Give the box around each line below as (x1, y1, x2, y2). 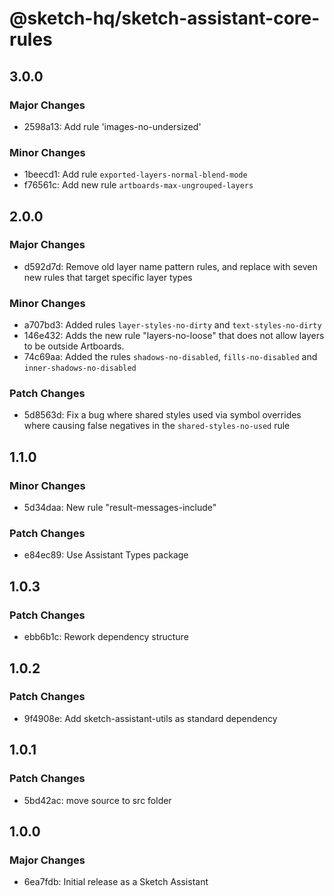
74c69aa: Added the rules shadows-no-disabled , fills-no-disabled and (23, 351, 318, 363)
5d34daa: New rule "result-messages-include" (23, 502, 217, 514)
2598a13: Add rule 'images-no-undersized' (23, 120, 202, 132)
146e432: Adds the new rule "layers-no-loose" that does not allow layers (23, 330, 325, 342)
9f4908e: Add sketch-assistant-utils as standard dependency (23, 712, 278, 724)
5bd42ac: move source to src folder (23, 794, 172, 806)
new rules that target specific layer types (23, 271, 193, 283)
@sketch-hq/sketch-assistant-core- (9, 7, 321, 30)
